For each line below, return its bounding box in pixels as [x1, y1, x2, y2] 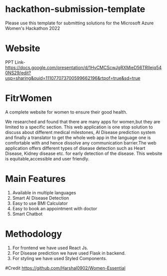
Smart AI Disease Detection [12, 195, 69, 201]
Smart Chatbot [12, 211, 43, 217]
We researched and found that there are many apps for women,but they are [5, 119, 161, 125]
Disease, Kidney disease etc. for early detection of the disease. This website [5, 150, 163, 156]
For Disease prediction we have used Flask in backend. [12, 250, 126, 256]
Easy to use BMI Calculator [12, 200, 68, 206]
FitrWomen [5, 93, 52, 104]
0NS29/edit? [5, 70, 31, 76]
